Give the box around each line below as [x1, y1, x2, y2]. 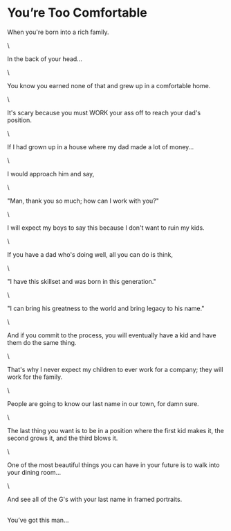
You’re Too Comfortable [7, 5, 147, 21]
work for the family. [7, 373, 63, 381]
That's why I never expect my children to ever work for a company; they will [7, 365, 223, 373]
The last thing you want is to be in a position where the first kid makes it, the [7, 426, 225, 435]
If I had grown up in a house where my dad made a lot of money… [7, 142, 194, 151]
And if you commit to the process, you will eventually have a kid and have [7, 331, 216, 339]
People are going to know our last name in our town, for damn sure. [7, 399, 199, 407]
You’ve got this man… [7, 516, 69, 524]
